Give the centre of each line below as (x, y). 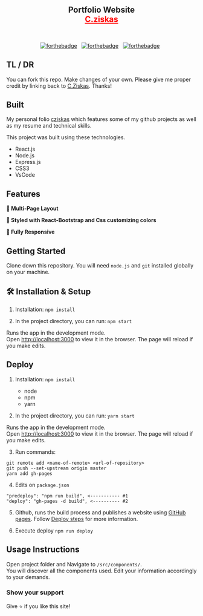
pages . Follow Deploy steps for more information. (76, 519)
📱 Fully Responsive (31, 232)
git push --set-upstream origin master (56, 468)
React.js (25, 149)
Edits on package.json (42, 485)
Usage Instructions (43, 550)
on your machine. (28, 272)
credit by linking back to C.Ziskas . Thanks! (59, 86)
